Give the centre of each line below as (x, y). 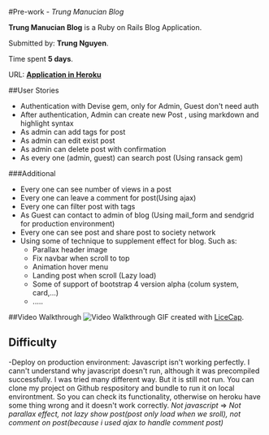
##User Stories (34, 90)
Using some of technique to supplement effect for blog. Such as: (128, 241)
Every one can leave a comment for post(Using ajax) (108, 198)
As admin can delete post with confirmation (93, 149)
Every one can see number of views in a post (96, 189)
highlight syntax (47, 123)
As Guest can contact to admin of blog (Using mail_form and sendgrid (137, 215)
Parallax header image (70, 250)
